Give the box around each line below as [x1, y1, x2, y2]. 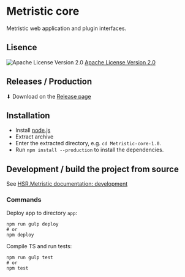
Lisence [6, 42, 37, 53]
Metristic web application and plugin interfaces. [6, 25, 127, 32]
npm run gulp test [6, 254, 53, 261]
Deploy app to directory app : [6, 210, 78, 217]
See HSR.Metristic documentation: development [6, 180, 128, 188]
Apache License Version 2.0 [85, 58, 156, 66]
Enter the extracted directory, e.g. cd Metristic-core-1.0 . [15, 140, 161, 147]
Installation [6, 110, 50, 121]
